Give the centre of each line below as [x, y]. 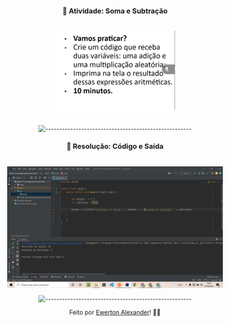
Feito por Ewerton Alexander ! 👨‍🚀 [115, 312]
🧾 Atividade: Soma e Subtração [115, 11]
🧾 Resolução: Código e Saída [115, 146]
